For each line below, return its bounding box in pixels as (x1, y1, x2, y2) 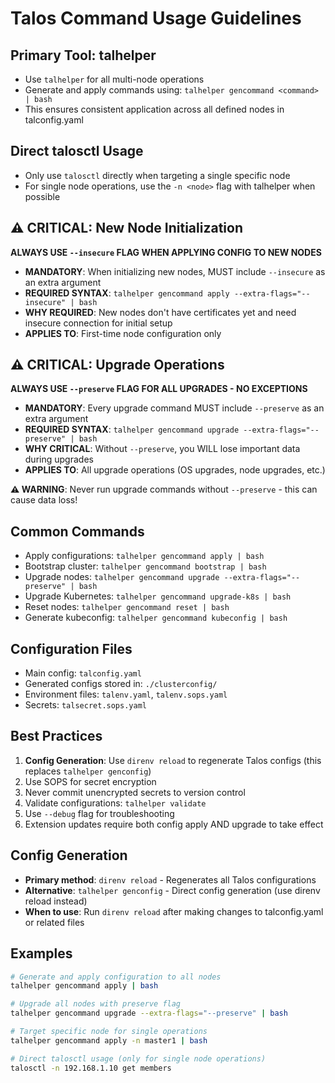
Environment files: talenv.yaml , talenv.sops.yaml (24, 688, 228, 701)
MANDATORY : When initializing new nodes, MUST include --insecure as (24, 265, 326, 277)
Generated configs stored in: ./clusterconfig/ (24, 678, 218, 690)
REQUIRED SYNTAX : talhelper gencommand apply (24, 287, 230, 299)
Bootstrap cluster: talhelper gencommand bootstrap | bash (24, 560, 267, 572)
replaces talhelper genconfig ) (24, 765, 152, 777)
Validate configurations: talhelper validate (24, 797, 207, 809)
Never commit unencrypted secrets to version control (24, 786, 246, 798)
